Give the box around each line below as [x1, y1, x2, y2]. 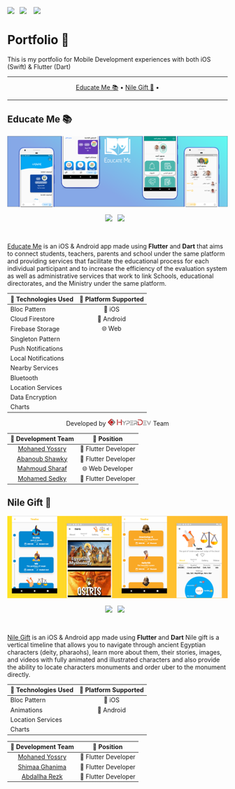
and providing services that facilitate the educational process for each [7, 257, 209, 265]
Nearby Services [10, 364, 59, 372]
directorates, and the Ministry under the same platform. [7, 279, 166, 288]
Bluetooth [10, 373, 38, 382]
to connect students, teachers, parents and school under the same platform [7, 249, 225, 258]
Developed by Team [66, 419, 169, 427]
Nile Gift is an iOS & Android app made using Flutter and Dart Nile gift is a [7, 633, 220, 641]
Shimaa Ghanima [17, 762, 66, 771]
